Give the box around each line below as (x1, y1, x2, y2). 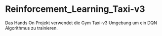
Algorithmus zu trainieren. (5, 25, 58, 31)
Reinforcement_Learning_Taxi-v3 (5, 3, 145, 15)
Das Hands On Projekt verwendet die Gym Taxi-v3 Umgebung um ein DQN (5, 20, 157, 26)
